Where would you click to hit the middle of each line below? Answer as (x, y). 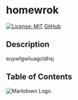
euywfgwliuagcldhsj (30, 58)
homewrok (33, 10)
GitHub (52, 26)
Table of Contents (39, 77)
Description (28, 44)
